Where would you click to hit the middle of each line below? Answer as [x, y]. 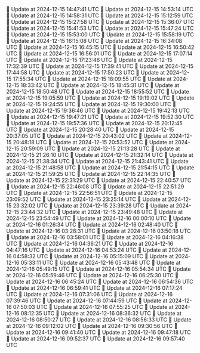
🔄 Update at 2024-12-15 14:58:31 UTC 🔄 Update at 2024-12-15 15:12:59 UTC [100, 16]
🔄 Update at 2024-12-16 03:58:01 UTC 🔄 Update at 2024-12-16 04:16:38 [95, 237]
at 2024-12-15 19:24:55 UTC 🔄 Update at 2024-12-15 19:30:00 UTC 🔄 [91, 104]
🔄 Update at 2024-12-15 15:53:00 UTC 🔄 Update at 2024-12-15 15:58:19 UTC [100, 35]
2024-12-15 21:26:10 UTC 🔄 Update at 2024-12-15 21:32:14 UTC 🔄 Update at [100, 155]
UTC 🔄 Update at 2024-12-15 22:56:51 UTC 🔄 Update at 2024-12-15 [90, 193]
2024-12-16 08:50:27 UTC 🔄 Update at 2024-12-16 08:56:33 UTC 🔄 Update [99, 320]
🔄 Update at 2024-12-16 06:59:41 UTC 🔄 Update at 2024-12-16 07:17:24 [95, 288]
